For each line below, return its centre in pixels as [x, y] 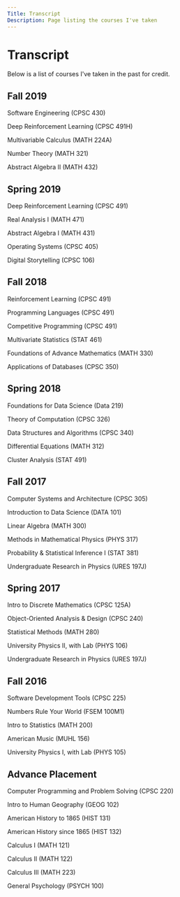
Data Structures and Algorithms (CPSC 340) [70, 432]
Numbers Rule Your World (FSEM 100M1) [66, 712]
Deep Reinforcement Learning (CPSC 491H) [70, 127]
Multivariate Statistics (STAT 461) [55, 339]
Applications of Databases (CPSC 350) [63, 366]
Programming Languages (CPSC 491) [61, 313]
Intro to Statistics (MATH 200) [50, 725]
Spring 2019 [34, 189]
